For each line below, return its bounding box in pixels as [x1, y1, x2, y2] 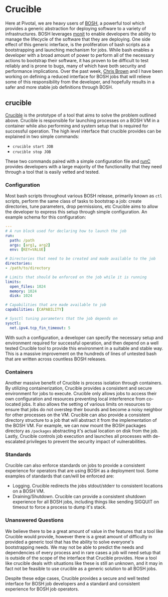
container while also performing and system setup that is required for [5, 123, 148, 129]
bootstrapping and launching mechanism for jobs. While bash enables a [5, 47, 153, 53]
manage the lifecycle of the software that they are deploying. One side [5, 36, 150, 42]
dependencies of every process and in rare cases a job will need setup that [5, 549, 161, 555]
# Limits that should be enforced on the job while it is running [5, 275, 147, 280]
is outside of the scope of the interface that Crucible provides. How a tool [5, 555, 157, 561]
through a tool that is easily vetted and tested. [5, 169, 100, 175]
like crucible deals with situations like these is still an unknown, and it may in [5, 560, 163, 566]
